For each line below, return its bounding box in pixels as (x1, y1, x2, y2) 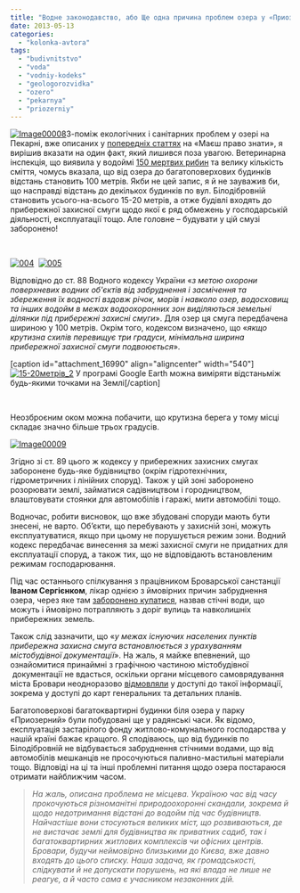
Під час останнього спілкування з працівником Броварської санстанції (10, 576, 281, 586)
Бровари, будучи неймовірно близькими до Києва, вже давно (31, 846, 270, 856)
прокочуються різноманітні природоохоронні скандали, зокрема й (31, 799, 288, 809)
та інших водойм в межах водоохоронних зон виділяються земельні (10, 304, 272, 315)
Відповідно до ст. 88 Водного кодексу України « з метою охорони (10, 275, 258, 286)
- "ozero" (18, 87, 54, 96)
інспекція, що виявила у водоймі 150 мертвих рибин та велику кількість (10, 157, 284, 168)
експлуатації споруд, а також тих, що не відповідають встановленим (10, 549, 272, 560)
